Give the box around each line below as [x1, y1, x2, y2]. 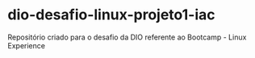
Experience [7, 40, 46, 50]
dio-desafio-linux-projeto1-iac [7, 6, 215, 24]
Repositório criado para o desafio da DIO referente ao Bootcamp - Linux [7, 32, 247, 42]
